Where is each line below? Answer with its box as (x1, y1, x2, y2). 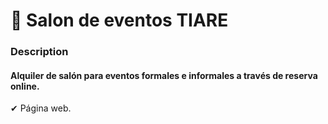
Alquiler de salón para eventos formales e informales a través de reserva (10, 69, 318, 81)
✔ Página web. (10, 102, 72, 114)
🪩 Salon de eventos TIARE (10, 9, 229, 32)
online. (10, 80, 40, 92)
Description (10, 45, 69, 59)
